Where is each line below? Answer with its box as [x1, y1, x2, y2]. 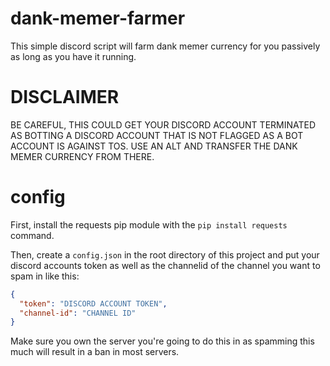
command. [10, 229, 55, 241]
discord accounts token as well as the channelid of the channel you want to [10, 259, 321, 271]
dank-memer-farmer [10, 7, 186, 30]
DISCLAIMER [10, 86, 120, 109]
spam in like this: [10, 270, 80, 282]
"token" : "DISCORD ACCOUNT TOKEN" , [19, 298, 168, 309]
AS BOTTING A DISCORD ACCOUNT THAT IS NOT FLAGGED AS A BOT [10, 129, 304, 141]
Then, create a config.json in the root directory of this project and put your [10, 248, 320, 261]
